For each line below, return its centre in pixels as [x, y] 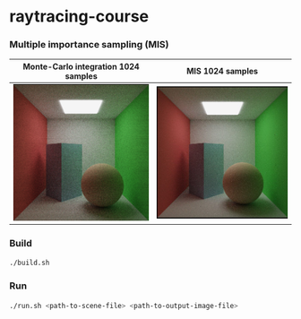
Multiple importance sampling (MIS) [89, 45]
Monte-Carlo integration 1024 [82, 66]
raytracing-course [79, 17]
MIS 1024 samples [222, 71]
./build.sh [30, 263]
